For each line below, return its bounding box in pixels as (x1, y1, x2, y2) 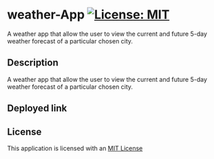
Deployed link (7, 103, 67, 114)
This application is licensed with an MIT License (7, 144, 143, 152)
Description (7, 57, 58, 69)
